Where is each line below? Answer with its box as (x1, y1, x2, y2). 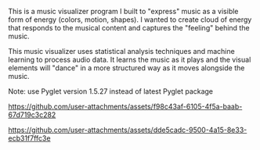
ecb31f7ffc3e (8, 134, 51, 143)
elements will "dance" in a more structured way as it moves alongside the (8, 63, 245, 73)
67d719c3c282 (8, 110, 56, 120)
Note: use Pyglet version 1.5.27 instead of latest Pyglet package (8, 87, 214, 96)
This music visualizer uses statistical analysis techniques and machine (8, 47, 235, 55)
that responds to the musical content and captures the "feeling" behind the (8, 23, 250, 32)
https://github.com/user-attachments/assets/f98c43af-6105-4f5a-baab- (8, 102, 243, 111)
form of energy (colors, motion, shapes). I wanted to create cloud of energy (8, 15, 252, 24)
